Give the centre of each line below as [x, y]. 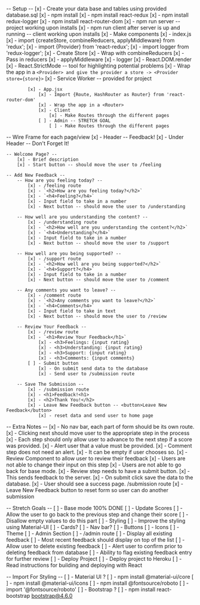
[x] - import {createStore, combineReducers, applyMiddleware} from [90, 40]
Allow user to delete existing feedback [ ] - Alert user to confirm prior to [94, 546]
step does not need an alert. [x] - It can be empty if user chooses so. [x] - [97, 452]
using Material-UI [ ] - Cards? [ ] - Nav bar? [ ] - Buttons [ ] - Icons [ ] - [93, 527]
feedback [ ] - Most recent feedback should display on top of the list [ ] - [96, 540]
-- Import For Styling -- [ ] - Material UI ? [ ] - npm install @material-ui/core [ [100, 577]
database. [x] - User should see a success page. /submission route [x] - [95, 484]
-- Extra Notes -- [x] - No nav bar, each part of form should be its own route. [100, 427]
